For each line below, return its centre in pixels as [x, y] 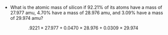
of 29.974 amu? [27, 18]
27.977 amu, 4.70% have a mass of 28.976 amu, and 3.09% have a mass [87, 13]
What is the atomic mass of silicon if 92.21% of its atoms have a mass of [86, 7]
